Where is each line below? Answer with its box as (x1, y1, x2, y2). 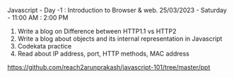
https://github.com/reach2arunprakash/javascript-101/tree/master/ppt (7, 63, 211, 71)
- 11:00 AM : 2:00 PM (7, 13, 69, 22)
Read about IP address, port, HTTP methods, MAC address (17, 49, 189, 58)
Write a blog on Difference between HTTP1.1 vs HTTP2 (17, 27, 177, 35)
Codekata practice (17, 42, 72, 50)
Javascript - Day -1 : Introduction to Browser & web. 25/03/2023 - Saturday (7, 6, 228, 14)
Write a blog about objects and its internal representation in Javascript (17, 34, 223, 43)
